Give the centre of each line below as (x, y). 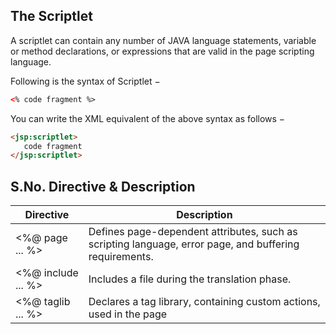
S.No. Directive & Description (103, 186)
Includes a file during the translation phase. (190, 279)
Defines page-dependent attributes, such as (193, 232)
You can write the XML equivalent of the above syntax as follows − (148, 118)
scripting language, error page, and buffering (194, 244)
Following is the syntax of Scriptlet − (85, 81)
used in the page (128, 314)
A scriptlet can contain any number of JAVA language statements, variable (163, 40)
